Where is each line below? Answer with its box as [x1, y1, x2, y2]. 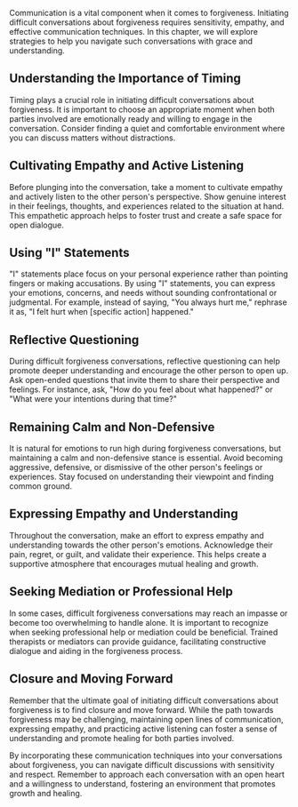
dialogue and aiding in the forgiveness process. [9, 645, 183, 656]
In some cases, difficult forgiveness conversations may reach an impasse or [9, 608, 288, 619]
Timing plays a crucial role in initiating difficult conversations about [9, 94, 254, 105]
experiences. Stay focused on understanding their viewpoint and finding [9, 471, 274, 483]
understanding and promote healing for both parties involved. [9, 732, 235, 743]
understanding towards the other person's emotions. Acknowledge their [9, 539, 274, 550]
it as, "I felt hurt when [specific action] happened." [9, 307, 194, 317]
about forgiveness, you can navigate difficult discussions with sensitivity [9, 759, 275, 770]
